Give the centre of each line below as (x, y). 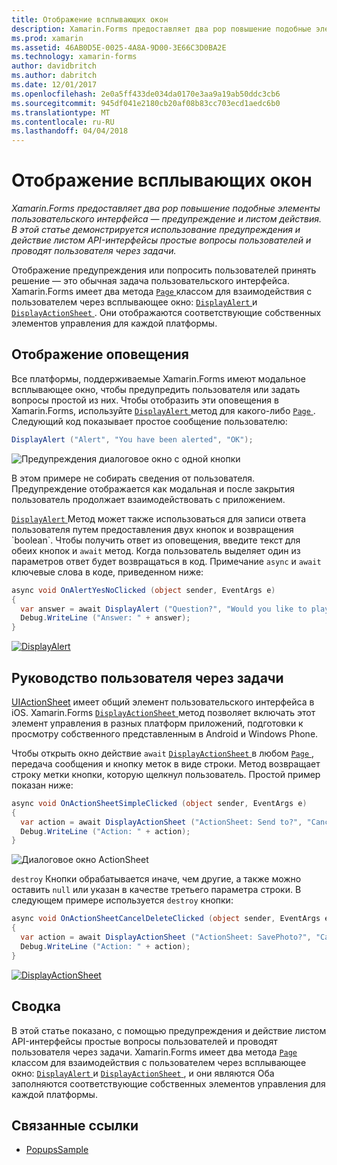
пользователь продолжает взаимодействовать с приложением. (148, 499)
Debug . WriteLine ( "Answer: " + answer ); (105, 618)
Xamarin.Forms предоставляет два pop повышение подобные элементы (166, 208)
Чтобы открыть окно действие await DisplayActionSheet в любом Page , (163, 753)
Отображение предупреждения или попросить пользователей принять (164, 270)
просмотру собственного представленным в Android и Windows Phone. (165, 733)
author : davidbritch (54, 66)
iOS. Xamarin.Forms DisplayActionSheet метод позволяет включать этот (163, 712)
